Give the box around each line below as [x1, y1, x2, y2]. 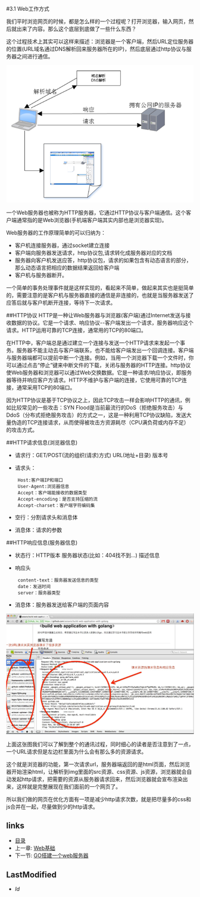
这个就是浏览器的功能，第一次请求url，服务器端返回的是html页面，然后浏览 [6, 761, 190, 768]
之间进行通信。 [16, 53, 54, 60]
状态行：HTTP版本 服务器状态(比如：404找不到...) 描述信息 [14, 552, 160, 559]
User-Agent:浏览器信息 [17, 484, 70, 490]
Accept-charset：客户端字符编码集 [17, 502, 95, 509]
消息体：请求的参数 [14, 526, 62, 534]
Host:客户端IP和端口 [17, 477, 64, 483]
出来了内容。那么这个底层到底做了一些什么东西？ [16, 26, 137, 32]
